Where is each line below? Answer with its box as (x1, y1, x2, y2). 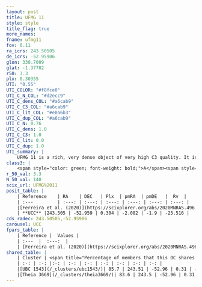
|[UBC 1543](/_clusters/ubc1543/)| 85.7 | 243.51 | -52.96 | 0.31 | (17, 266, 192, 273)
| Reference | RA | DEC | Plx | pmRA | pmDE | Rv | (17, 193, 187, 199)
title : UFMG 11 (6, 14, 44, 20)
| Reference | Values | (17, 232, 79, 238)
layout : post (6, 8, 39, 15)
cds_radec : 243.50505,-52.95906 (6, 216, 87, 222)
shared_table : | (6, 249, 47, 256)
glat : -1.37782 (6, 64, 44, 71)
